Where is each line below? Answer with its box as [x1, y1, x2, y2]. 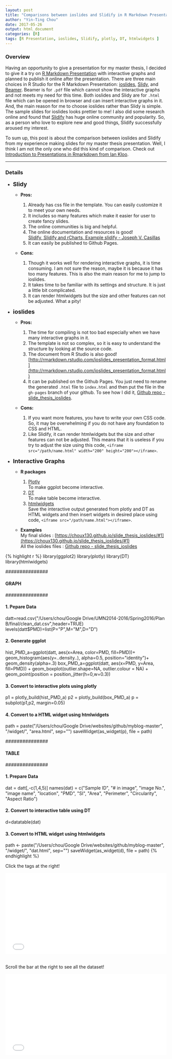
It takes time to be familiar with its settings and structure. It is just [28, 282, 165, 288]
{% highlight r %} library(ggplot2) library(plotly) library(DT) [5, 553, 130, 559]
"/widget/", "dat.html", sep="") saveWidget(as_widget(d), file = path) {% [5, 848, 158, 854]
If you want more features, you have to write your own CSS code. [28, 415, 166, 421]
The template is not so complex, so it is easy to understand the [28, 340, 161, 346]
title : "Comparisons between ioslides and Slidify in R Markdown [5, 12, 147, 17]
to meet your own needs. [28, 207, 81, 213]
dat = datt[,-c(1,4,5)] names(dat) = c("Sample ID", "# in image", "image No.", [5, 784, 165, 791]
